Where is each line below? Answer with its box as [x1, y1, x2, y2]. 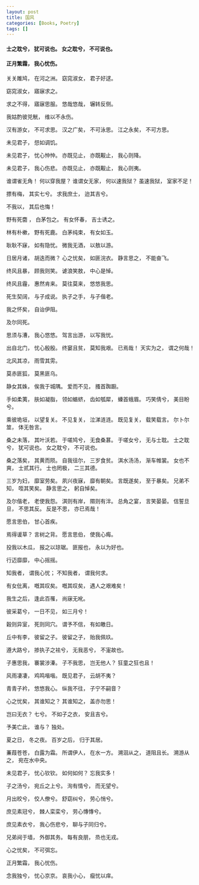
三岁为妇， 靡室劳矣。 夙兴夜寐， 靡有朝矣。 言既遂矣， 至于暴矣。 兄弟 [6, 477, 185, 484]
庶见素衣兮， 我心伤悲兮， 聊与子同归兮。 [6, 821, 110, 828]
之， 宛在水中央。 [6, 756, 50, 764]
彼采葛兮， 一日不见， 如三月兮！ [6, 608, 89, 615]
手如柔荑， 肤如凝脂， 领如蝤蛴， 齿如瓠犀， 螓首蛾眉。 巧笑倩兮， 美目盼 [6, 396, 190, 403]
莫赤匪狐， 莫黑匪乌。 [6, 370, 61, 378]
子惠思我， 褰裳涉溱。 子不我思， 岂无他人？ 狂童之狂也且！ [6, 659, 155, 666]
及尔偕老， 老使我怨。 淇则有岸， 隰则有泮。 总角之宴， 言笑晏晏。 [6, 498, 172, 505]
